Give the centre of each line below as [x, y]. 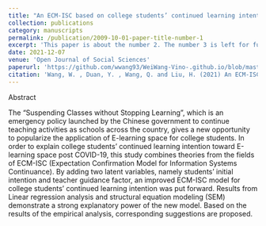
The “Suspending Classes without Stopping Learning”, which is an [116, 113]
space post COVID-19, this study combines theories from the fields [146, 155]
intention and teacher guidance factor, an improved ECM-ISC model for [124, 180]
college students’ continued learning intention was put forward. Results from [133, 188]
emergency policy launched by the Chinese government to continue [119, 121]
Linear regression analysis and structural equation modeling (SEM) [117, 197]
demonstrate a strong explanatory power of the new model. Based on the [127, 205]
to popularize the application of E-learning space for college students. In [126, 138]
